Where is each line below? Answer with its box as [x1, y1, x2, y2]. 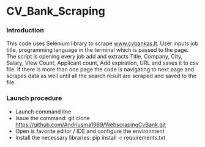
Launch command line [15, 108, 72, 115]
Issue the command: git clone [15, 114, 90, 121]
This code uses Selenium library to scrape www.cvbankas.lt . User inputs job [6, 40, 199, 47]
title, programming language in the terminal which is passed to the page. [6, 46, 189, 54]
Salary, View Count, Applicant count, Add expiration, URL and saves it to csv [6, 59, 199, 66]
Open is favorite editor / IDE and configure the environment [15, 127, 165, 135]
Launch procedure [6, 94, 62, 102]
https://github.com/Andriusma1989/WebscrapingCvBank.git [15, 121, 166, 128]
